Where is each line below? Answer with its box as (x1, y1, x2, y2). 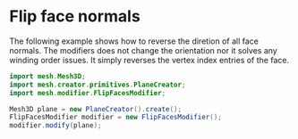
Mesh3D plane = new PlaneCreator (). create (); (9, 104, 182, 113)
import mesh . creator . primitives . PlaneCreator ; (9, 80, 186, 89)
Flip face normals (9, 6, 140, 27)
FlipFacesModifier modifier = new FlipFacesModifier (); (9, 113, 222, 122)
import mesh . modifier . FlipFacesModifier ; (9, 88, 166, 97)
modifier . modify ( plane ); (9, 121, 102, 130)
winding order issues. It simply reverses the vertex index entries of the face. (9, 54, 289, 65)
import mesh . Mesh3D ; (9, 71, 87, 81)
